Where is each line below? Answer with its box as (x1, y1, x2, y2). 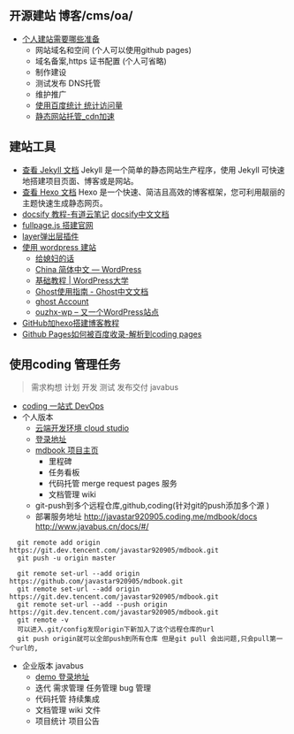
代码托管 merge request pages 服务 (48, 478, 178, 489)
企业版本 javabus (21, 661, 84, 671)
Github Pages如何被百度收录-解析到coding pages (21, 328, 202, 339)
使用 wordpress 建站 (21, 241, 97, 252)
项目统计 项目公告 (34, 715, 100, 727)
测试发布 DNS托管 (34, 78, 102, 88)
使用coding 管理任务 (9, 357, 121, 372)
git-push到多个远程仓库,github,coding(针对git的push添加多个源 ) (34, 501, 270, 511)
